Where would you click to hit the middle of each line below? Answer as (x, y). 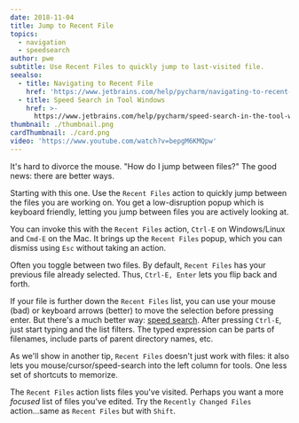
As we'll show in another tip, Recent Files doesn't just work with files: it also (149, 356)
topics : (24, 34)
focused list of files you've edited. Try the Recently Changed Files (131, 401)
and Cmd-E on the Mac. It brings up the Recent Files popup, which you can (146, 238)
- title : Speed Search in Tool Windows (92, 100)
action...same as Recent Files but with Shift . (93, 411)
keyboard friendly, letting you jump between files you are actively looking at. (149, 211)
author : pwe (32, 59)
